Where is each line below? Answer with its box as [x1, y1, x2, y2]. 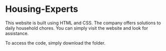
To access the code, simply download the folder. [5, 40, 106, 46]
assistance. [5, 30, 29, 36]
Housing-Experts [5, 3, 79, 15]
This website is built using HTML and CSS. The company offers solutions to [5, 20, 161, 26]
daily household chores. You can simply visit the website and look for [5, 25, 148, 31]
